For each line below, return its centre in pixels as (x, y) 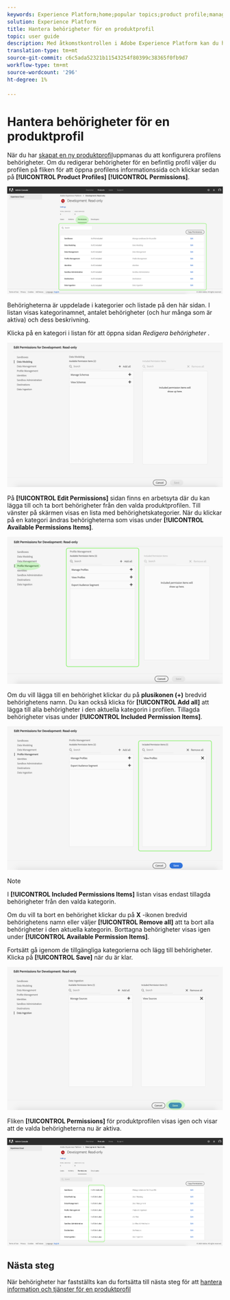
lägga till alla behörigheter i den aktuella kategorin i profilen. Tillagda (103, 709)
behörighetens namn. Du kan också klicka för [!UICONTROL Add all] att (108, 702)
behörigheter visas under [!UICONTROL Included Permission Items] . (105, 717)
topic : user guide (33, 36)
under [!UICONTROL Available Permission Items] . (78, 936)
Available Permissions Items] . (50, 528)
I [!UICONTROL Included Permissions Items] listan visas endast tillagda (109, 894)
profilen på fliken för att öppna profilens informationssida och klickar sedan (113, 170)
